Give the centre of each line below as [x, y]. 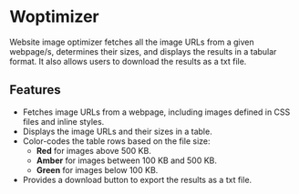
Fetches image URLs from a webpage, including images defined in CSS [156, 112]
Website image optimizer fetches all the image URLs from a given [132, 42]
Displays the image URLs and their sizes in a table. [117, 131]
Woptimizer [55, 17]
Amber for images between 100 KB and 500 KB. [126, 160]
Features [35, 90]
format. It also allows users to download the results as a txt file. [128, 61]
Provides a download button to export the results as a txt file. [137, 179]
